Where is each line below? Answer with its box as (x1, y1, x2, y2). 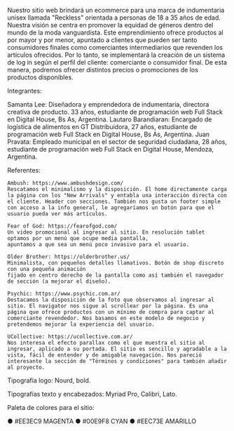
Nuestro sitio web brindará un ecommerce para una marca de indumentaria (7, 6, 225, 14)
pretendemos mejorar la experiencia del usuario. (7, 321, 156, 328)
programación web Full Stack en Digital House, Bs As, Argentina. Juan (7, 130, 210, 138)
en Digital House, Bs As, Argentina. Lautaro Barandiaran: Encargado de (7, 115, 212, 124)
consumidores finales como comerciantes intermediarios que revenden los (7, 44, 223, 51)
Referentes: (7, 166, 41, 174)
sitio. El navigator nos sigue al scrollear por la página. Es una (7, 303, 209, 310)
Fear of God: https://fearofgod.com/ (7, 223, 118, 230)
